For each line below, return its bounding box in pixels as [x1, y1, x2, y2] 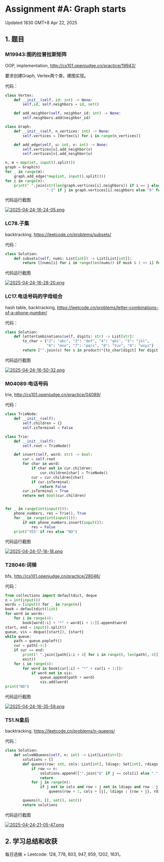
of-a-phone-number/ [5, 310, 47, 315]
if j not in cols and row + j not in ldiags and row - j [40, 784, 159, 789]
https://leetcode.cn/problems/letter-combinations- [57, 304, 159, 310]
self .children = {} [22, 421, 62, 426]
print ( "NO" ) [5, 684, 29, 689]
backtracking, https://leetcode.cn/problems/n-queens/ [5, 728, 115, 734]
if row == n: [31, 766, 58, 771]
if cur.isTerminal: [31, 479, 71, 484]
